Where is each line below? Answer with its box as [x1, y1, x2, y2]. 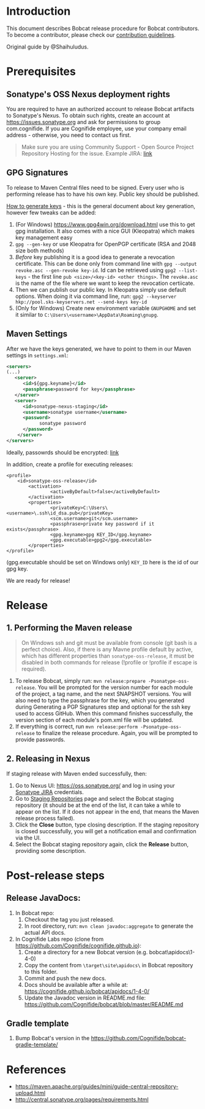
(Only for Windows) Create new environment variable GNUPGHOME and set [15, 304, 196, 311]
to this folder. [24, 968, 58, 975]
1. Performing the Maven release [6, 623, 133, 633]
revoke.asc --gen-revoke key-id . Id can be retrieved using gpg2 [15, 266, 176, 274]
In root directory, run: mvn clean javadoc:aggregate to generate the [24, 922, 194, 930]
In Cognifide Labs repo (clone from [15, 935, 104, 943]
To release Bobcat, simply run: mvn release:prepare [15, 677, 146, 684]
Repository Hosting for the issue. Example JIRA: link [21, 149, 152, 157]
